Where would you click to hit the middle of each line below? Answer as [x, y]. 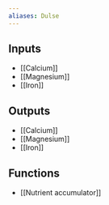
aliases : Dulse [34, 16]
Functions [34, 173]
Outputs [29, 111]
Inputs [25, 49]
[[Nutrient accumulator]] [61, 193]
